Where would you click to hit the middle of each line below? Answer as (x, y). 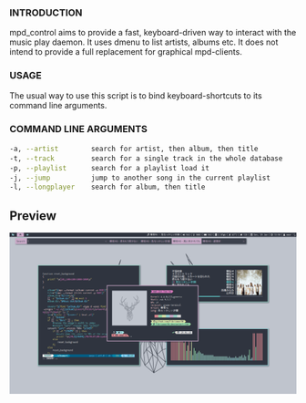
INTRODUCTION (46, 13)
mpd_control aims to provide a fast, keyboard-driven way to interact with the (153, 33)
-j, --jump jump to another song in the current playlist (140, 178)
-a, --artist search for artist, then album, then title (134, 149)
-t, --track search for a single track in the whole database (146, 158)
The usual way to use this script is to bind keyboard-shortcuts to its (136, 95)
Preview (33, 216)
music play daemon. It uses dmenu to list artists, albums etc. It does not (144, 42)
